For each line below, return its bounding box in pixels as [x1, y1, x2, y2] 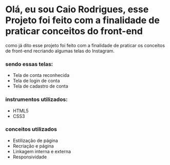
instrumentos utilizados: [5, 96, 68, 103]
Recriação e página [12, 142, 54, 149]
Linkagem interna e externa [12, 148, 71, 154]
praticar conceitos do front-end [5, 26, 143, 37]
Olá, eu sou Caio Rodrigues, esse [5, 4, 149, 15]
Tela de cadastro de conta [12, 83, 68, 89]
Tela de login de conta [12, 78, 60, 84]
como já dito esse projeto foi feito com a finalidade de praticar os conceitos [5, 42, 165, 48]
